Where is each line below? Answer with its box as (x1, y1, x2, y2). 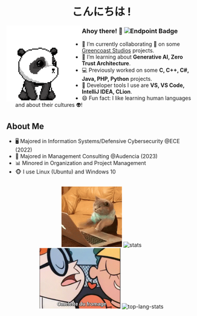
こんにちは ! (71, 5, 132, 19)
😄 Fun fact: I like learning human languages (82, 94, 192, 102)
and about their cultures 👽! (15, 102, 83, 109)
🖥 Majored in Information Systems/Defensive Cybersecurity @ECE (15, 138, 180, 145)
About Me (6, 121, 44, 131)
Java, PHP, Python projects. (82, 76, 152, 83)
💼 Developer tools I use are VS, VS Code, (82, 82, 185, 89)
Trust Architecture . (82, 60, 131, 67)
